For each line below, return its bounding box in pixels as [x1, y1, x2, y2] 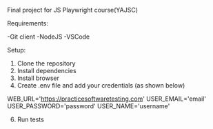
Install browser [17, 74, 60, 82]
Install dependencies [17, 67, 77, 75]
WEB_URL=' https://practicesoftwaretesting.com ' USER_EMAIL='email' [7, 95, 207, 103]
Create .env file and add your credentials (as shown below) [17, 81, 185, 89]
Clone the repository [17, 59, 76, 68]
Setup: [7, 46, 26, 54]
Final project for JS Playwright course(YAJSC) [7, 6, 139, 14]
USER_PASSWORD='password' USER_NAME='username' [7, 102, 170, 110]
